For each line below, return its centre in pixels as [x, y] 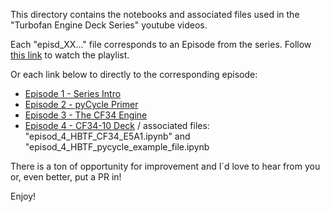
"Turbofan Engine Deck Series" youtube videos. [109, 25]
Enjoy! [23, 196]
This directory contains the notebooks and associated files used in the [155, 14]
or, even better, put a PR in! [66, 177]
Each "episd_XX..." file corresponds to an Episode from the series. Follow [161, 44]
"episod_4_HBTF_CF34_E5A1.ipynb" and [107, 136]
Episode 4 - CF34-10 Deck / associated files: [117, 125]
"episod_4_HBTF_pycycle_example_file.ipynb [117, 147]
